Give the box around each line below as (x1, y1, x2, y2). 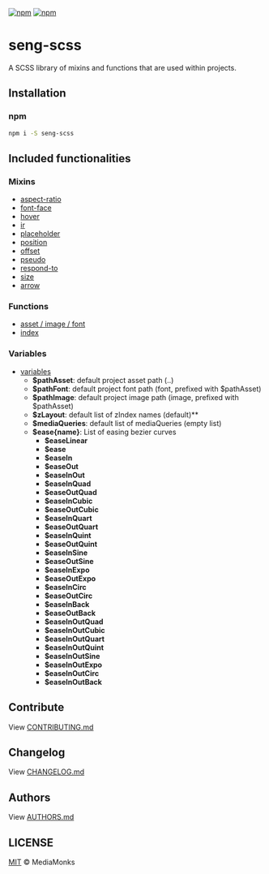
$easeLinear (44, 435, 88, 446)
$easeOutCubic (44, 504, 99, 514)
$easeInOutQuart (44, 634, 105, 644)
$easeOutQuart (44, 522, 99, 532)
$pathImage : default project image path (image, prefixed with (32, 392, 239, 402)
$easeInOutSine (44, 651, 100, 661)
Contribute (8, 700, 65, 714)
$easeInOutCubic (44, 625, 105, 635)
